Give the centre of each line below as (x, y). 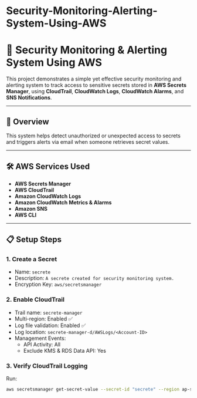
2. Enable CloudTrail (35, 299)
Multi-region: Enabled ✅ (44, 319)
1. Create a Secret (32, 259)
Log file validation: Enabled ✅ (50, 325)
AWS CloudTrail (34, 190)
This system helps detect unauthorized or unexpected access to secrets (93, 136)
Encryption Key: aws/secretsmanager (58, 284)
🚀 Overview (28, 122)
